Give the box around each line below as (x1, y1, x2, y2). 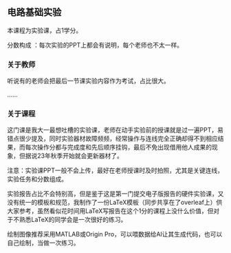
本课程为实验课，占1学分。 (7, 26, 82, 34)
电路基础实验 (7, 6, 62, 19)
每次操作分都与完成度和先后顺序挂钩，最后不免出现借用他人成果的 (25, 143, 212, 152)
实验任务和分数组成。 (7, 175, 67, 183)
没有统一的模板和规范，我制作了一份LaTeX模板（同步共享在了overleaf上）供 (7, 199, 223, 207)
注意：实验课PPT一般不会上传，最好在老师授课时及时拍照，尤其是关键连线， (7, 166, 223, 174)
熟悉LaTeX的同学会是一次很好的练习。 (19, 216, 127, 224)
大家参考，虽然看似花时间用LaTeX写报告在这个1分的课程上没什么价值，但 (7, 207, 214, 215)
